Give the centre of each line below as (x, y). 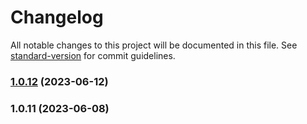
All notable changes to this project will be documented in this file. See (154, 45)
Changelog (57, 17)
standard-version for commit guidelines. (93, 55)
